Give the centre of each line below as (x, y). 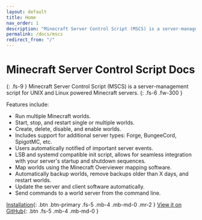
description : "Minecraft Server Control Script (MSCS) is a (83, 29)
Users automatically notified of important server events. (84, 148)
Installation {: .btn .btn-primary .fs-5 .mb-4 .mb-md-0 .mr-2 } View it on (94, 204)
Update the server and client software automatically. (80, 186)
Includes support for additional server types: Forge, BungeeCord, (96, 135)
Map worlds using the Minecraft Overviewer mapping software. (93, 167)
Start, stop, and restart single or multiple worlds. (75, 122)
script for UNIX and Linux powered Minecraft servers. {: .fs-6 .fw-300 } (94, 93)
